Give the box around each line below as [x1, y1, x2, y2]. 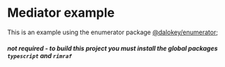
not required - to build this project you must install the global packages [7, 44, 218, 52]
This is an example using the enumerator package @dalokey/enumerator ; [7, 28, 219, 36]
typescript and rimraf [7, 51, 72, 60]
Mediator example [7, 5, 115, 21]
